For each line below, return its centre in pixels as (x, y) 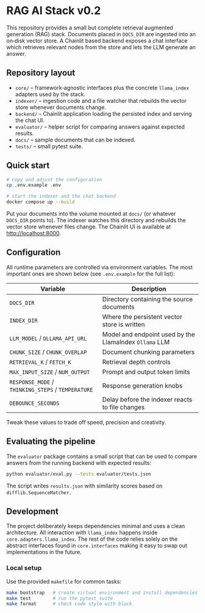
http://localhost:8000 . (34, 233)
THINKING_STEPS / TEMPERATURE (51, 389)
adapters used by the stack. (50, 94)
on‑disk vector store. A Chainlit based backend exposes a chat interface (97, 40)
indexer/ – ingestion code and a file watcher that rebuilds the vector (101, 100)
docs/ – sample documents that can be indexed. (75, 140)
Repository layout (41, 73)
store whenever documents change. (61, 107)
